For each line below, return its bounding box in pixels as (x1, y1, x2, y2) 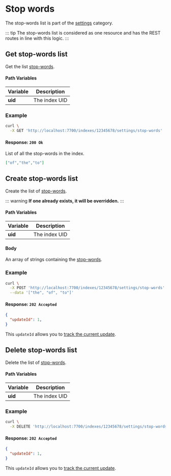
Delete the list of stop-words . (5, 359, 67, 366)
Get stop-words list (5, 50, 68, 59)
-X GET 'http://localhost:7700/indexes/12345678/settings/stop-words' (10, 128, 163, 133)
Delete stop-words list (5, 346, 77, 354)
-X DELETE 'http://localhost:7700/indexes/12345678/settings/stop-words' (10, 424, 169, 429)
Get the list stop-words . (5, 63, 55, 69)
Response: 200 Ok (5, 139, 43, 145)
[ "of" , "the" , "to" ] (5, 160, 44, 165)
